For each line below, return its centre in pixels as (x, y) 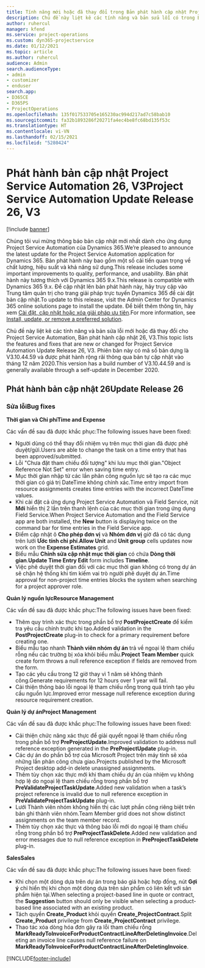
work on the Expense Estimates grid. (62, 548)
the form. (27, 668)
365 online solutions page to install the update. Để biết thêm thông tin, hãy (100, 306)
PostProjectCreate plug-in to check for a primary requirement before (103, 635)
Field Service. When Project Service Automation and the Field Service (102, 515)
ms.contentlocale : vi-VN (38, 132)
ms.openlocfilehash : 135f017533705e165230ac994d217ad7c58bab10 (88, 114)
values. (24, 496)
